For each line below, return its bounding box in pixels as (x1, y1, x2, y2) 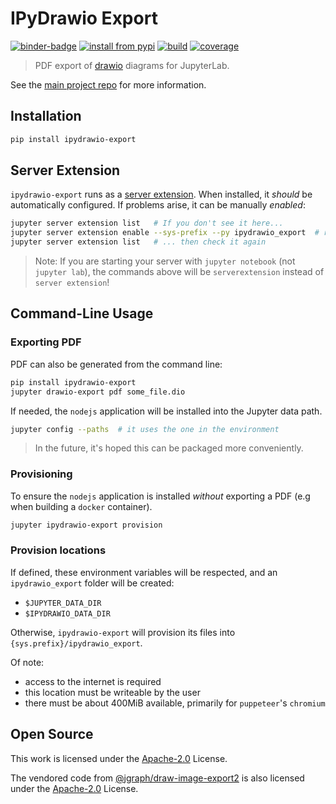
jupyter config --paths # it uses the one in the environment (10, 424, 280, 434)
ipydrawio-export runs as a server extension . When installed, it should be (10, 188, 313, 201)
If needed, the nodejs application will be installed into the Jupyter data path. (10, 405, 323, 417)
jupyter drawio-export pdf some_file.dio (10, 387, 186, 397)
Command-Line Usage (10, 305, 154, 322)
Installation (10, 108, 82, 125)
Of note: (10, 656, 45, 668)
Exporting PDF (10, 335, 82, 349)
